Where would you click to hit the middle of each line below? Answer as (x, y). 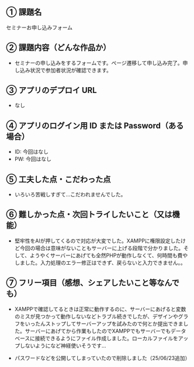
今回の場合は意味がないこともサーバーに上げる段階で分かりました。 (102, 248)
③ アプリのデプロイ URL (52, 90)
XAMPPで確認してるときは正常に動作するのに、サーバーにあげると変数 (100, 309)
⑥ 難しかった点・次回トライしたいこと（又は (89, 215)
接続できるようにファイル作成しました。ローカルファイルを (106, 338)
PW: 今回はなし (33, 159)
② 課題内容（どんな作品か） (58, 48)
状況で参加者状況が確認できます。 (71, 70)
